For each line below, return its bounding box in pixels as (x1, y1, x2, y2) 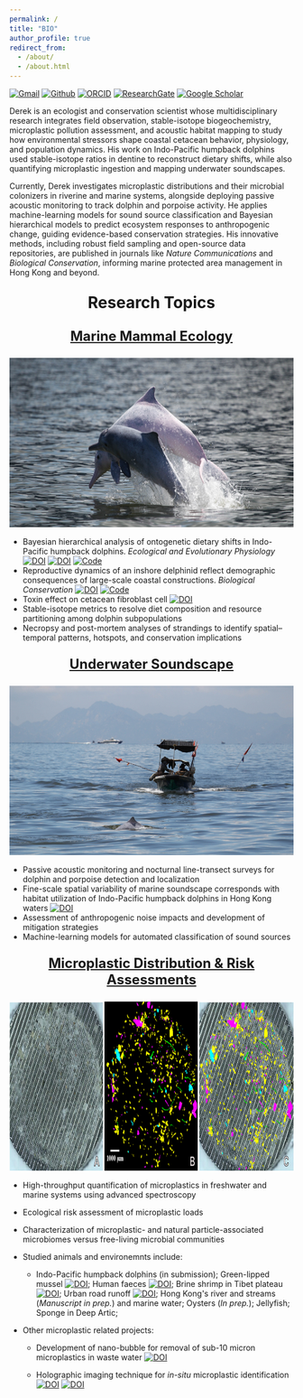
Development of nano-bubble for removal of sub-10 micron (35, 1342, 256, 1353)
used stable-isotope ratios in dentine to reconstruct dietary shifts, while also (9, 154, 293, 164)
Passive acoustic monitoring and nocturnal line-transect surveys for (22, 864, 275, 875)
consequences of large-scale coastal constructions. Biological (22, 574, 255, 585)
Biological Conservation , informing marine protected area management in (9, 257, 282, 268)
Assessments (106, 971, 197, 988)
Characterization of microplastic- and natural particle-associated (22, 1225, 264, 1235)
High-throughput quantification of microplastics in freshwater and (22, 1179, 268, 1190)
